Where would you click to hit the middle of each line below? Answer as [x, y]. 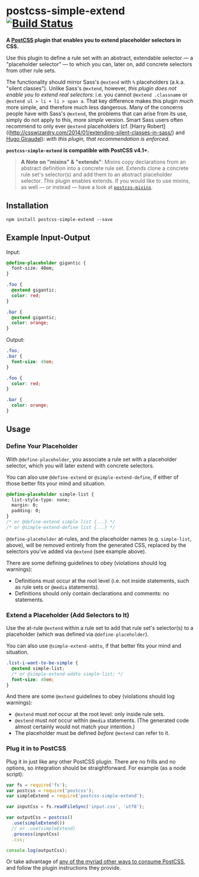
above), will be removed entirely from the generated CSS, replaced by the [96, 545]
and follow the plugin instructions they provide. [64, 868]
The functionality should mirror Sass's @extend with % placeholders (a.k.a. [96, 82]
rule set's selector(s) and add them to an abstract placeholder [96, 174]
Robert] [156, 126]
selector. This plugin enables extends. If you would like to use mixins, [105, 181]
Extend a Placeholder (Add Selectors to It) [68, 615]
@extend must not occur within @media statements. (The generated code [102, 721]
